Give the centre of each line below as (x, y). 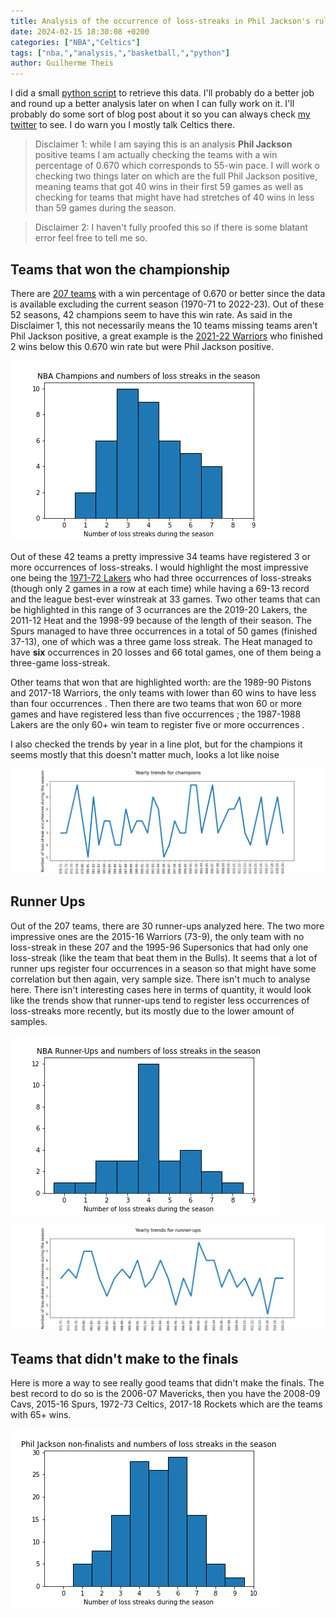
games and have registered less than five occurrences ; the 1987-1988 (156, 714)
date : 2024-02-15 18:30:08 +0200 (80, 31)
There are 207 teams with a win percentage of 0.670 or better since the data (168, 293)
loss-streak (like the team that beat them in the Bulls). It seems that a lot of (164, 957)
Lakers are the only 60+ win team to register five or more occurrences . (157, 724)
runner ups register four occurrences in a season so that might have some (163, 968)
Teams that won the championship (120, 269)
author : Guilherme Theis (62, 63)
